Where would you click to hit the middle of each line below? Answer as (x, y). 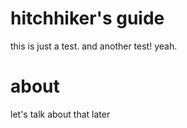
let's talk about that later (60, 114)
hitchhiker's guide (87, 18)
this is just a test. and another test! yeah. (94, 46)
